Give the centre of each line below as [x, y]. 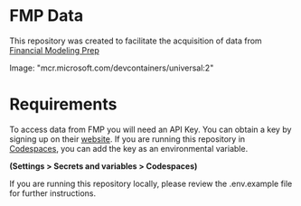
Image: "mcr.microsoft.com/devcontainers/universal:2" [112, 68]
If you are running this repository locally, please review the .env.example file [151, 183]
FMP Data [47, 16]
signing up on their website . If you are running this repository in [127, 139]
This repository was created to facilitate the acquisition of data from [136, 41]
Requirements [63, 104]
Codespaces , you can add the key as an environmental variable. [129, 148]
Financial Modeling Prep [54, 50]
